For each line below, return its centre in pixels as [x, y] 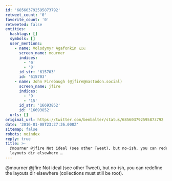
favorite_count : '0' [27, 19]
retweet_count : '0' [26, 15]
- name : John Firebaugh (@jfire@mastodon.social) [69, 82]
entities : [16, 29]
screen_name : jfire [39, 86]
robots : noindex [23, 134]
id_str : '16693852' [39, 106]
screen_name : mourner [42, 53]
